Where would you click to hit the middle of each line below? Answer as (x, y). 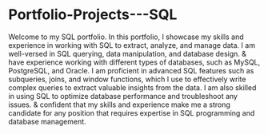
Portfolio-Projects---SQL (93, 15)
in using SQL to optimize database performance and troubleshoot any (123, 96)
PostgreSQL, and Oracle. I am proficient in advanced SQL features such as (131, 70)
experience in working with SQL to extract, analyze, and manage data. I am (132, 45)
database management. (47, 121)
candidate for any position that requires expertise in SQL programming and (132, 112)
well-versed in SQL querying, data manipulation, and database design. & (127, 53)
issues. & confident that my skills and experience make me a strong (119, 104)
